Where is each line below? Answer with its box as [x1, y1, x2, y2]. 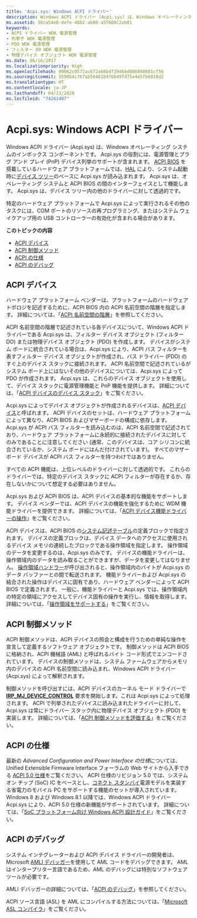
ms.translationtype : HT [6, 80, 64, 86]
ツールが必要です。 [6, 873, 52, 880]
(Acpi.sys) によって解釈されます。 [6, 673, 88, 680]
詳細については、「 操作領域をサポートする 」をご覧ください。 [6, 600, 152, 608]
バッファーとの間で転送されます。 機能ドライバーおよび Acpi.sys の [22, 571, 186, 578]
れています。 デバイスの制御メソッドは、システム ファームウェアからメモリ [6, 658, 188, 665]
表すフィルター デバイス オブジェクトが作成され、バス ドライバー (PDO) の [6, 353, 187, 360]
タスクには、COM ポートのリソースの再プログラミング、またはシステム [6, 207, 179, 214]
